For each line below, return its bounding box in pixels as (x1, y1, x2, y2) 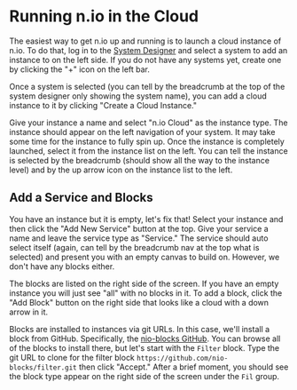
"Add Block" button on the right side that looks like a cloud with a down (9, 297, 269, 307)
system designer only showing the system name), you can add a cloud (9, 91, 268, 101)
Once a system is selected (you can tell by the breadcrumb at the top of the (9, 81, 285, 92)
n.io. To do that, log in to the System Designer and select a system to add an (9, 44, 288, 55)
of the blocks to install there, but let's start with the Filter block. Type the (9, 342, 280, 353)
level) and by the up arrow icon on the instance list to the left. (9, 164, 233, 175)
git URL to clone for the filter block (9, 352, 136, 362)
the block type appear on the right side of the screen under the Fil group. (9, 370, 280, 381)
